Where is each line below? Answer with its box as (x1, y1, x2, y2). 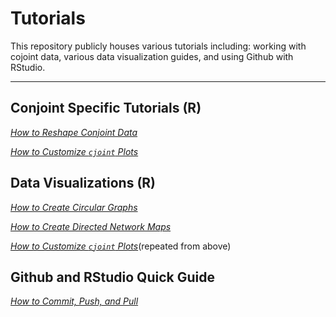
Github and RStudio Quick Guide (10, 268, 215, 286)
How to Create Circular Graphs (10, 201, 138, 213)
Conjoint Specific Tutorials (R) (10, 100, 202, 117)
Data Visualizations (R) (10, 175, 157, 192)
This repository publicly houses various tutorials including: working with (10, 40, 307, 52)
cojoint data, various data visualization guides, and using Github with (10, 50, 294, 62)
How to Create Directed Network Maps (10, 220, 172, 232)
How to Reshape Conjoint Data (10, 126, 138, 138)
